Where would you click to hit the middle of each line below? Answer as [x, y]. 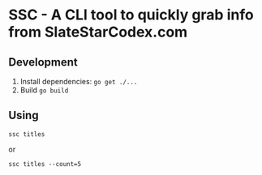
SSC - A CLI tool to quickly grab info [131, 15]
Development [43, 62]
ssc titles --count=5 [45, 164]
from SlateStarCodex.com [98, 32]
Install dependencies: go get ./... [79, 81]
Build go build [44, 90]
